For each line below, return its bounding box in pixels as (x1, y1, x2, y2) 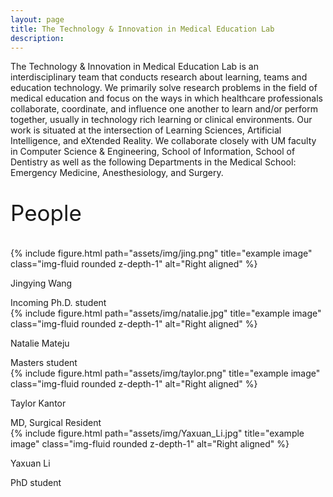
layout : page (10, 14, 65, 25)
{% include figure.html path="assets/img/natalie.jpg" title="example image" (10, 307, 322, 320)
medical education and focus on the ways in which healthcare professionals (10, 92, 323, 105)
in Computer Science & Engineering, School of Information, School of (10, 146, 296, 158)
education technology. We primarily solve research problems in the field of (10, 82, 318, 94)
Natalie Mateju (10, 337, 70, 350)
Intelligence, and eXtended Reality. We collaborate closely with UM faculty (10, 135, 317, 147)
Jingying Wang (10, 277, 73, 290)
